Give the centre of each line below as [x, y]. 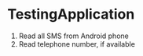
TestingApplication [71, 14]
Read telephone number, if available [77, 44]
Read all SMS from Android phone [73, 36]
